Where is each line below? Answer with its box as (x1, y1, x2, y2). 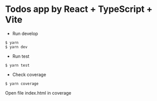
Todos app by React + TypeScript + (5, 3, 153, 15)
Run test (12, 53, 30, 59)
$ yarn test (5, 63, 30, 68)
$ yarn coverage (5, 81, 39, 86)
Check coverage (12, 71, 46, 78)
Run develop (12, 30, 38, 36)
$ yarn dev (5, 44, 28, 49)
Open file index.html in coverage (5, 90, 72, 96)
